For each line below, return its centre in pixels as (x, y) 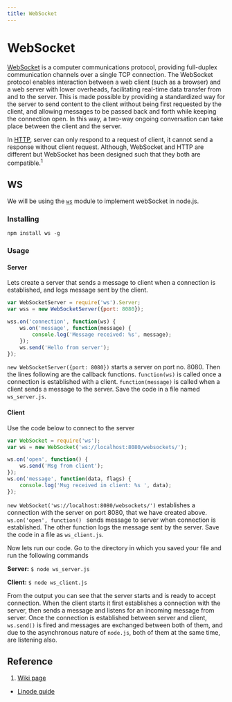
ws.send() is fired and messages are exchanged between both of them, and (115, 625)
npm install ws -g (34, 234)
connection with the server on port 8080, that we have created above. (107, 512)
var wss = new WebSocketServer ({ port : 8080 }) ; (75, 309)
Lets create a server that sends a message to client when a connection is (111, 283)
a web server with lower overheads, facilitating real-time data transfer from (114, 89)
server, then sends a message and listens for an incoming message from (111, 610)
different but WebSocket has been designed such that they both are (104, 154)
